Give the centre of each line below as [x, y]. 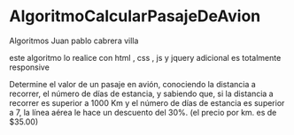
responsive [30, 67]
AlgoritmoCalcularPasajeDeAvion [135, 16]
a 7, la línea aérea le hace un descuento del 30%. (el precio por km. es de [143, 112]
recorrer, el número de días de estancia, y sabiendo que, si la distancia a [141, 94]
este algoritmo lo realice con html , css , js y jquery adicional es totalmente [145, 57]
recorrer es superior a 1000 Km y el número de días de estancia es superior [147, 102]
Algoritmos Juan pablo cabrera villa [74, 41]
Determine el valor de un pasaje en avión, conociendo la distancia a [133, 84]
